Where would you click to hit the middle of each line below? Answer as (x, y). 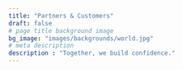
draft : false (30, 23)
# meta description (41, 46)
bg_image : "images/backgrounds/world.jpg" (81, 38)
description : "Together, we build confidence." (92, 53)
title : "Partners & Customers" (61, 16)
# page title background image (61, 31)
